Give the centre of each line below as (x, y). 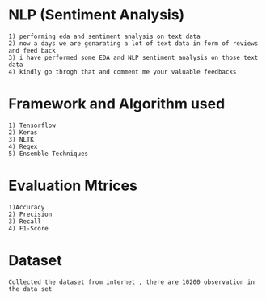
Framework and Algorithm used (117, 104)
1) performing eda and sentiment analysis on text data (104, 36)
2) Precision (30, 214)
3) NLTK (21, 139)
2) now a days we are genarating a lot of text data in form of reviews (133, 43)
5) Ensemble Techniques (49, 154)
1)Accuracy (27, 207)
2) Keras (23, 132)
